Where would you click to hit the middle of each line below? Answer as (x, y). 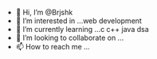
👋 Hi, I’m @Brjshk (44, 12)
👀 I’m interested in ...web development (78, 21)
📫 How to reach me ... (53, 47)
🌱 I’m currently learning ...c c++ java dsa (82, 29)
